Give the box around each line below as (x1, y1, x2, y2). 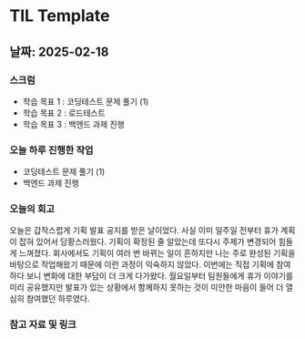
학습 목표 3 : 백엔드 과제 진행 (22, 118, 125, 129)
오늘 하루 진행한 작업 (9, 143, 94, 156)
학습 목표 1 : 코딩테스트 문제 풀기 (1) (22, 96, 149, 107)
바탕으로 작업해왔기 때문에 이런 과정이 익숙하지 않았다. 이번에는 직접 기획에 (9, 259, 275, 270)
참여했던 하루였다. (25, 293, 90, 304)
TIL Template (9, 5, 110, 26)
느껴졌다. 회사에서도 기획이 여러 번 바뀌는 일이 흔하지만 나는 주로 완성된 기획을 (18, 248, 296, 259)
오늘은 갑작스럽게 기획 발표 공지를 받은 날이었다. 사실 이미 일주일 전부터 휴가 (9, 225, 280, 236)
